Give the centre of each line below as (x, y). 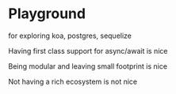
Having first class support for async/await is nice (88, 51)
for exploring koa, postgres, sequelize (70, 36)
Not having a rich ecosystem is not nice (73, 81)
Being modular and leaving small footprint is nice (88, 66)
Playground (47, 14)
